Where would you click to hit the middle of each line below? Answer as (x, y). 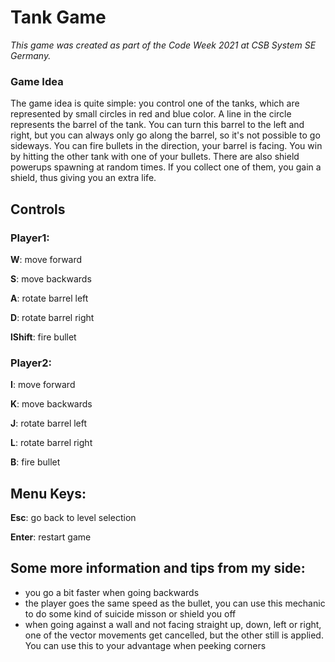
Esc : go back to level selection (73, 518)
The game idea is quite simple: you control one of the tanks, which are (155, 103)
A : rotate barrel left (49, 298)
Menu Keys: (48, 493)
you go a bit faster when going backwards (112, 592)
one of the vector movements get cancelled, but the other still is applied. (174, 635)
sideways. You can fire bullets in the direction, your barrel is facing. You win (166, 146)
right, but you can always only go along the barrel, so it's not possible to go (165, 135)
